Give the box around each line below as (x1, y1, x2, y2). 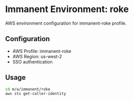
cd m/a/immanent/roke (5, 86, 51, 91)
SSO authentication (12, 59, 53, 65)
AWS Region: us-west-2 (12, 53, 62, 59)
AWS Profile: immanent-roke (12, 48, 72, 54)
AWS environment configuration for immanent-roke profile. (5, 20, 127, 26)
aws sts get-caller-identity (5, 91, 66, 96)
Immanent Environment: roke (5, 4, 129, 15)
